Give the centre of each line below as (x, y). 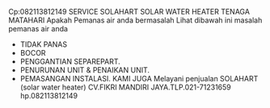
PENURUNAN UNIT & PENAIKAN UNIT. (85, 70)
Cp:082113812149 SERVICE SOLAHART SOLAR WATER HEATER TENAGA (129, 12)
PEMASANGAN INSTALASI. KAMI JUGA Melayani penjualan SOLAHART (139, 79)
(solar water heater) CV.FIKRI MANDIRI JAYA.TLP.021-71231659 (126, 87)
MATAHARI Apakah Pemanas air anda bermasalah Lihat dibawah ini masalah (135, 20)
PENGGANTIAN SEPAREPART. (70, 61)
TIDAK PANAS (43, 44)
